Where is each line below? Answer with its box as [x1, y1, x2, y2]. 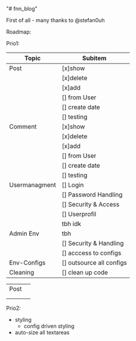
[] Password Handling [61, 191, 123, 199]
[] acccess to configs [61, 249, 122, 257]
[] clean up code [61, 269, 109, 276]
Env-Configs [9, 258, 46, 267]
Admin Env [9, 230, 40, 238]
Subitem [82, 54, 107, 62]
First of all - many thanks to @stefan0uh [6, 17, 106, 23]
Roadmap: [6, 28, 32, 35]
